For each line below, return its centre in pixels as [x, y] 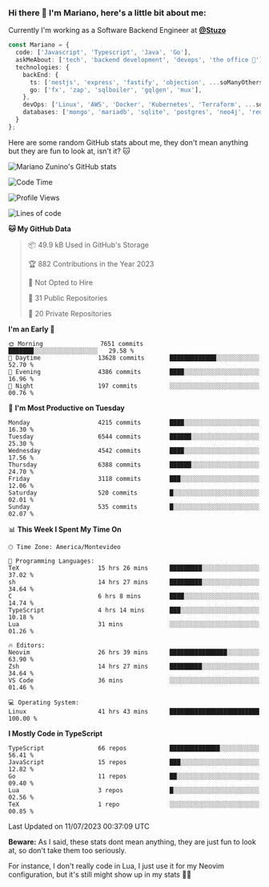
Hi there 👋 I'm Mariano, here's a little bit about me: [107, 13]
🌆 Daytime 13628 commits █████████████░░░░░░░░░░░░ [134, 358]
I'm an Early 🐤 [32, 329]
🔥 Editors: [27, 645]
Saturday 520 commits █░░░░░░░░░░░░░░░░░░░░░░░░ [134, 493]
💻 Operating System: [44, 702]
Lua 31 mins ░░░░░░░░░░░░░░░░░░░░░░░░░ [134, 624]
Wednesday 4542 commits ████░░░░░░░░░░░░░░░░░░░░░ [134, 450]
